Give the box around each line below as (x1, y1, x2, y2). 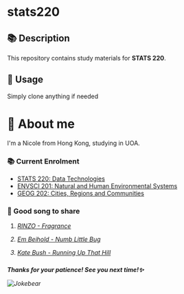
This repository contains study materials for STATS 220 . (7, 54, 166, 62)
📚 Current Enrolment (7, 156, 80, 166)
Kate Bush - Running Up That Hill (16, 249, 111, 257)
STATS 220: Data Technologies (16, 174, 105, 183)
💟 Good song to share (7, 206, 80, 216)
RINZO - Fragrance (16, 222, 71, 230)
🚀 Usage (7, 73, 43, 86)
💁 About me (7, 116, 76, 131)
